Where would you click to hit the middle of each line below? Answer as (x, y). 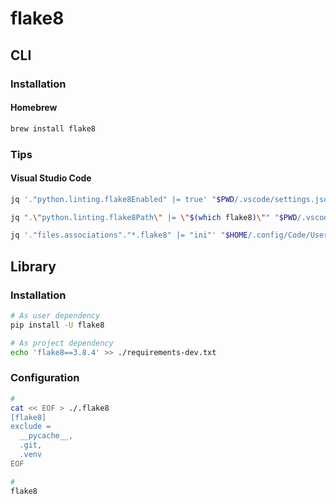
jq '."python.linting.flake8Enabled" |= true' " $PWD (122, 199)
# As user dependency (55, 316)
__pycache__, (46, 436)
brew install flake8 (53, 128)
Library (33, 266)
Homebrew (34, 108)
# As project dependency (62, 343)
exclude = (31, 427)
